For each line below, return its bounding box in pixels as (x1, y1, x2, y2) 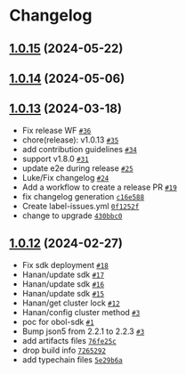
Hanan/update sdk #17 (21, 269, 105, 280)
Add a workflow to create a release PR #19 (21, 182, 178, 192)
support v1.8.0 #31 (21, 153, 89, 164)
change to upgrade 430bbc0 (21, 210, 123, 221)
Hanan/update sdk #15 (21, 288, 105, 298)
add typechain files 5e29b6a (21, 354, 123, 365)
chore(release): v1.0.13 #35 (21, 134, 119, 145)
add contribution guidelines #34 (21, 143, 138, 154)
